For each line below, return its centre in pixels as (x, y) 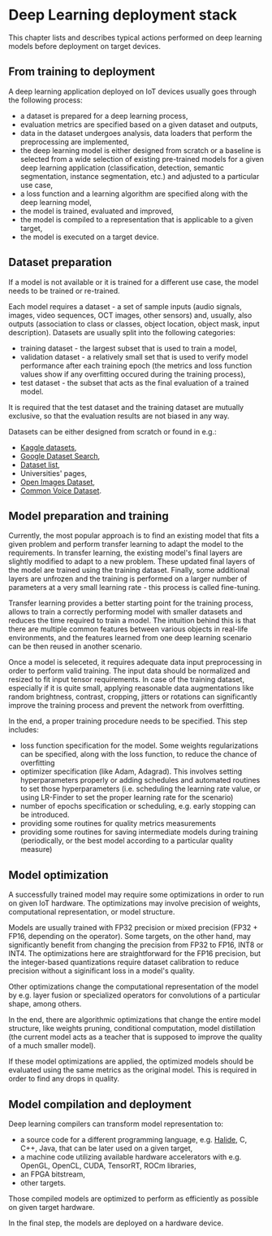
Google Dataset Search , (60, 456)
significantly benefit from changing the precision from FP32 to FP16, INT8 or (136, 945)
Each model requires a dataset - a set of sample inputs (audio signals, (125, 306)
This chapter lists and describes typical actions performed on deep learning (135, 37)
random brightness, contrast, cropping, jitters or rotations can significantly (133, 697)
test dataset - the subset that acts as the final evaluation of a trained (134, 382)
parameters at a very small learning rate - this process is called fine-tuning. (134, 587)
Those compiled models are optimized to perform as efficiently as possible (134, 1199)
